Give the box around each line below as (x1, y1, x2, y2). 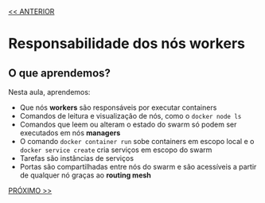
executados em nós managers (19, 128, 121, 138)
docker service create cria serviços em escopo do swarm (19, 145, 212, 154)
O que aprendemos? (8, 66, 111, 80)
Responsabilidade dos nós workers (8, 35, 245, 53)
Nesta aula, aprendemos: (8, 88, 91, 96)
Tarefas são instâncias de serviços (19, 154, 134, 162)
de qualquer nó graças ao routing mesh (19, 170, 151, 180)
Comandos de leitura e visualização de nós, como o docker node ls (19, 111, 242, 120)
